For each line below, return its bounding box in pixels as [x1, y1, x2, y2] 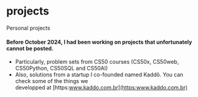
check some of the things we [15, 78, 88, 85]
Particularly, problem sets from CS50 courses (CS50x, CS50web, [15, 58, 179, 65]
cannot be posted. [6, 44, 54, 52]
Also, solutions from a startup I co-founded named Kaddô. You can [15, 71, 184, 78]
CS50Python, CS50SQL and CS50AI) [15, 65, 108, 72]
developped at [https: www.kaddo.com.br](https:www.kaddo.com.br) [15, 84, 188, 92]
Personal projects [6, 24, 51, 32]
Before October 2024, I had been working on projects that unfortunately [6, 38, 193, 45]
